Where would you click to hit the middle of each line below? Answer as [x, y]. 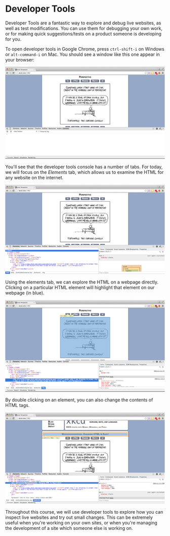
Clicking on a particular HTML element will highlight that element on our [80, 288]
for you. [13, 39]
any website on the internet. [34, 178]
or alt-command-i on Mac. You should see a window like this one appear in [83, 54]
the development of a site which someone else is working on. [69, 528]
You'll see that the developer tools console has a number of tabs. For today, [84, 167]
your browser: [20, 59]
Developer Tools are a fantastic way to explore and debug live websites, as [83, 23]
